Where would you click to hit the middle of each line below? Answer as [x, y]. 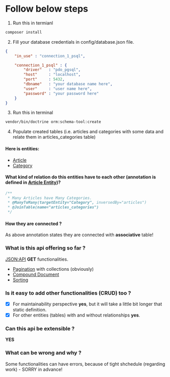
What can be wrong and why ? [43, 353]
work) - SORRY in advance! [34, 369]
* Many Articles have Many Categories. [50, 198]
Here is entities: [22, 148]
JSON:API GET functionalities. [37, 259]
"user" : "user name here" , [58, 89]
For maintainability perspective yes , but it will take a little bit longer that [87, 304]
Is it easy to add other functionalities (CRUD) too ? [68, 293]
